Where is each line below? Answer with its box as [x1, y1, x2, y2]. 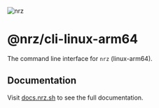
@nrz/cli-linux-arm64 [7, 32, 139, 47]
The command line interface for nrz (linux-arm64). [7, 54, 153, 62]
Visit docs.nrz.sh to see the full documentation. [7, 93, 144, 102]
